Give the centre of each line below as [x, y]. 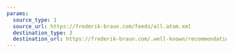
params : [18, 13]
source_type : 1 [35, 20]
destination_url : [38, 39]
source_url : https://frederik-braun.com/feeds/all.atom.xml [102, 26]
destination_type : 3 [43, 33]
